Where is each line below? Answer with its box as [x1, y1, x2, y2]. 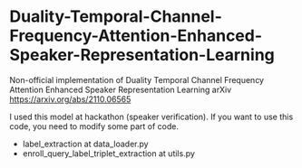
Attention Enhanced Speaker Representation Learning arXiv [9, 84, 232, 95]
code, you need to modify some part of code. [9, 120, 180, 132]
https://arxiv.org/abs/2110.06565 [9, 93, 132, 105]
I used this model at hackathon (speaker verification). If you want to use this [9, 111, 294, 122]
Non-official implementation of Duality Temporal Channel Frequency [9, 74, 265, 85]
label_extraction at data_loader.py [22, 138, 149, 149]
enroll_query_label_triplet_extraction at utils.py [22, 147, 195, 159]
